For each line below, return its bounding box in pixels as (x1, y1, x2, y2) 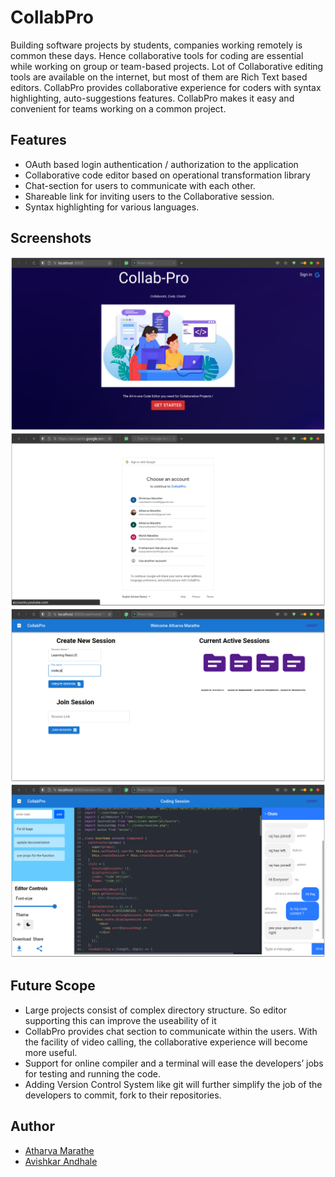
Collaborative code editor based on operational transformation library (24, 169, 311, 181)
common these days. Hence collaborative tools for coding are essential (10, 49, 304, 61)
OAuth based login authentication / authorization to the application (24, 158, 299, 170)
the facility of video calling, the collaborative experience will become (24, 1036, 308, 1048)
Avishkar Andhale (24, 1155, 98, 1167)
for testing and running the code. (24, 1067, 161, 1080)
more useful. (24, 1046, 78, 1058)
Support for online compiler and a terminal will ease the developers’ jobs (24, 1057, 324, 1069)
